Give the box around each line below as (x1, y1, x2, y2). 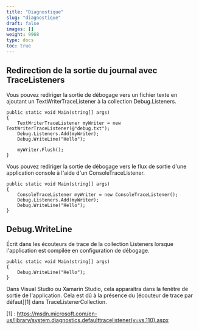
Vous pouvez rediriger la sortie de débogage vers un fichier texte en (6, 91, 178, 98)
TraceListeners (6, 75, 65, 85)
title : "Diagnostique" (6, 9, 64, 15)
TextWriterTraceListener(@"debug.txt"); (6, 125, 111, 132)
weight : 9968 (6, 32, 40, 38)
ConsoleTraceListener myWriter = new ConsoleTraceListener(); (17, 191, 178, 198)
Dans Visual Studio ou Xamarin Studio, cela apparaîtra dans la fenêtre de (6, 285, 189, 292)
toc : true (6, 43, 32, 49)
